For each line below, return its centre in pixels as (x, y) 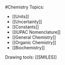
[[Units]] (20, 16)
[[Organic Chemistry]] (34, 43)
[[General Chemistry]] (34, 37)
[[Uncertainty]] (27, 22)
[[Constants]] (25, 27)
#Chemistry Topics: (25, 7)
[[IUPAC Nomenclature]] (36, 32)
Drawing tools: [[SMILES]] (31, 57)
